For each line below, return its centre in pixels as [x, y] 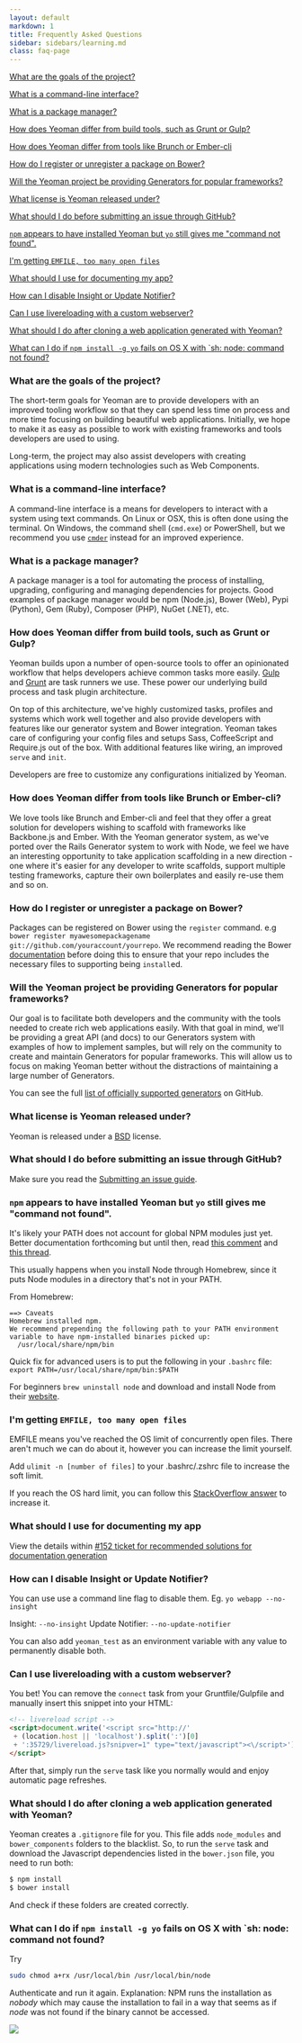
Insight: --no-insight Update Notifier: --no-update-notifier [120, 1623]
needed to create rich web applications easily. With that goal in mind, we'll [147, 1028]
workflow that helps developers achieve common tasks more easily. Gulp [145, 673]
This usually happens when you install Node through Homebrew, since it [143, 1270]
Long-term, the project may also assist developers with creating [128, 457]
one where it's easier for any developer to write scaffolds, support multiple [147, 865]
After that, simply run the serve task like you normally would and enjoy [139, 1770]
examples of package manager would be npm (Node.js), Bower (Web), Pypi [149, 600]
